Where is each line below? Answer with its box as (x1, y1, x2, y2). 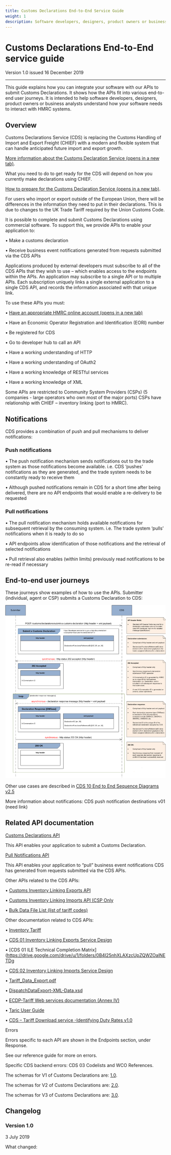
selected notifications (5, 546, 51, 552)
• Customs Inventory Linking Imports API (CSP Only (5, 897, 113, 903)
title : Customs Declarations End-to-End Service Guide (5, 8, 124, 13)
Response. (5, 1042, 28, 1049)
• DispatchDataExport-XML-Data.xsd (5, 987, 83, 993)
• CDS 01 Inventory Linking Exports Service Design (5, 936, 112, 943)
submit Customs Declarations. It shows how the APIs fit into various (5, 90, 147, 96)
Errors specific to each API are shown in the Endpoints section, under (5, 1037, 151, 1043)
